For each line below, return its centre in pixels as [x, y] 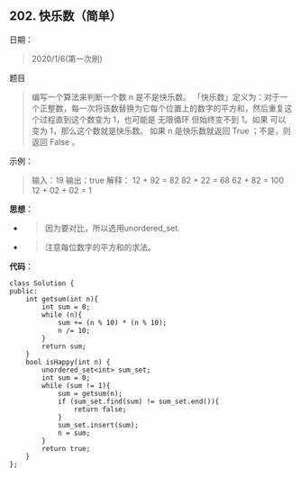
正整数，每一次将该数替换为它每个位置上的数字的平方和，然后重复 [162, 108]
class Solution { [42, 283]
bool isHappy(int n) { [68, 362]
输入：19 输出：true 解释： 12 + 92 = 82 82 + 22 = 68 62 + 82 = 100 [158, 180]
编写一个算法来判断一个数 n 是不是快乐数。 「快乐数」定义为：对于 [155, 96]
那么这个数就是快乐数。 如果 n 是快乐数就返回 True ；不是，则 [176, 130]
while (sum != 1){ [76, 385]
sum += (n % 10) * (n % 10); [112, 322]
